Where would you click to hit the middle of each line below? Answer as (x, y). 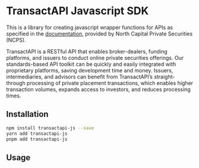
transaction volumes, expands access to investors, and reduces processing (99, 89)
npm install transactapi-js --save (50, 128)
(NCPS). (16, 40)
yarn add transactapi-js (37, 134)
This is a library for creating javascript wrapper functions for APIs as (90, 27)
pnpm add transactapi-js (37, 139)
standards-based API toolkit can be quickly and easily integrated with (91, 64)
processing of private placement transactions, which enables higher (110, 83)
